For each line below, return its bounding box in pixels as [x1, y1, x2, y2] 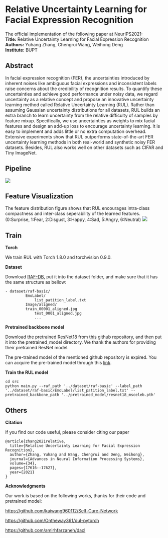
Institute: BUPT [5, 47, 38, 53]
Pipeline [5, 165, 32, 173]
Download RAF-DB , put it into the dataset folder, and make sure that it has [5, 274, 158, 280]
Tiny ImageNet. [5, 149, 37, 156]
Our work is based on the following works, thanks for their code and [5, 493, 146, 499]
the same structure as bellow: [5, 279, 67, 285]
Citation [5, 419, 23, 425]
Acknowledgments [5, 483, 46, 489]
